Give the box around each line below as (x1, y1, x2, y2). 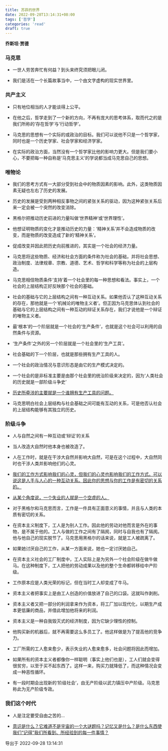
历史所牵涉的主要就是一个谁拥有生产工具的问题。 (12, 390, 114, 396)
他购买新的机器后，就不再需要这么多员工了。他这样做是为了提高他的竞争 (12, 629, 162, 635)
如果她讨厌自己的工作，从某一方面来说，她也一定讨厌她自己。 (12, 545, 140, 552)
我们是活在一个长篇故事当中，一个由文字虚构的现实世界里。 (12, 78, 136, 84)
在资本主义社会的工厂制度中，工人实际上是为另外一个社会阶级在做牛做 (12, 556, 158, 562)
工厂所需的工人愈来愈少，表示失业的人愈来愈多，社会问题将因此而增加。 (12, 646, 162, 652)
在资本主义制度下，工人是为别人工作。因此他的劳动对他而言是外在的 (12, 522, 153, 528)
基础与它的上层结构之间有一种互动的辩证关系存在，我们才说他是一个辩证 (12, 306, 162, 312)
